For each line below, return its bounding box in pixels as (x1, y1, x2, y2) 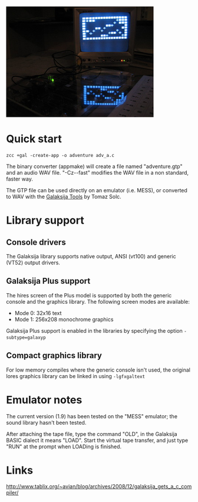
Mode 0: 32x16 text (14, 309, 62, 316)
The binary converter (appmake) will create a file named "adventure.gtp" (6, 163, 183, 170)
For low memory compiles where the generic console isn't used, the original (6, 366, 190, 373)
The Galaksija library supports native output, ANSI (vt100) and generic (6, 252, 176, 260)
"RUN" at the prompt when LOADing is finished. (6, 443, 122, 450)
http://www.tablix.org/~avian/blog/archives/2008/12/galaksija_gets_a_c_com (6, 483, 192, 490)
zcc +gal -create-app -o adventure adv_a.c (6, 152, 115, 158)
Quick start (6, 132, 62, 146)
